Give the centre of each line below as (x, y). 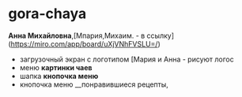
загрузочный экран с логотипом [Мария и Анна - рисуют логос (127, 59)
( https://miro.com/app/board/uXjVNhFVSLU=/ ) (84, 43)
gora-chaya (47, 14)
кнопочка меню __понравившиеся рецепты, (94, 84)
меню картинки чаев (56, 67)
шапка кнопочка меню (59, 76)
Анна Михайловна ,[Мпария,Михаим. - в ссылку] (91, 35)
